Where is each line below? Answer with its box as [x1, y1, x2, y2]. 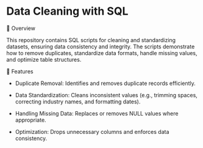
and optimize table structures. [6, 56, 82, 63]
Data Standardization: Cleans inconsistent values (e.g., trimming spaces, [15, 91, 198, 98]
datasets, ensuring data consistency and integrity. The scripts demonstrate [6, 43, 195, 50]
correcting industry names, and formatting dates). [15, 98, 141, 105]
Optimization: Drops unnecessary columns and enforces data [15, 128, 169, 135]
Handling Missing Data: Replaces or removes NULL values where [15, 109, 179, 117]
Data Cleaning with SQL [6, 4, 129, 18]
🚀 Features [6, 67, 34, 75]
